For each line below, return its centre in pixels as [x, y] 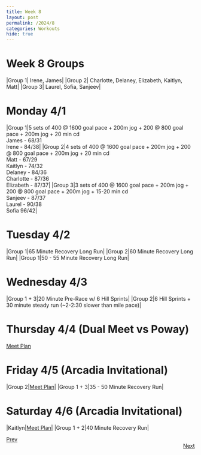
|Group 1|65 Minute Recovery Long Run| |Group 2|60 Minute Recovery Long [100, 251]
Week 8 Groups [45, 64]
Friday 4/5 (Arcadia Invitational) [87, 370]
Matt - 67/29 [22, 159]
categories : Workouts [33, 29]
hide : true [20, 34]
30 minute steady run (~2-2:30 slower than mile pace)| [74, 305]
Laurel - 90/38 [24, 204]
